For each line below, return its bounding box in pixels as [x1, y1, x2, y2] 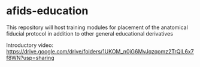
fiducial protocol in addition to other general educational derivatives [6, 30, 174, 37]
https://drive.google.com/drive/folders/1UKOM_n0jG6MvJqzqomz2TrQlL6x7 [6, 47, 195, 55]
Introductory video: [6, 42, 54, 49]
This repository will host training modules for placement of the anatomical [6, 24, 189, 31]
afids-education [6, 4, 89, 18]
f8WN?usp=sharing [6, 54, 55, 61]
